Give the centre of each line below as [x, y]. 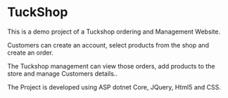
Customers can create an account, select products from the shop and [108, 45]
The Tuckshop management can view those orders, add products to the [111, 66]
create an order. [31, 52]
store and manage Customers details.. [63, 73]
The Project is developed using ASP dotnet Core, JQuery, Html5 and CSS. [114, 87]
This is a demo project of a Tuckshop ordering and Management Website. [114, 31]
